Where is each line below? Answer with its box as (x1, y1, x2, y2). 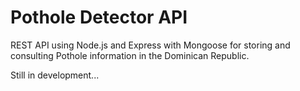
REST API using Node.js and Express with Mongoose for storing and (10, 39, 291, 51)
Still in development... (10, 69, 100, 81)
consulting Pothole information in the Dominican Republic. (10, 49, 250, 61)
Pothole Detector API (10, 6, 188, 29)
